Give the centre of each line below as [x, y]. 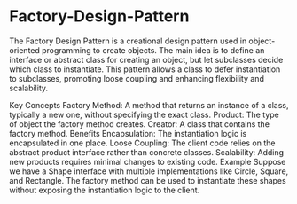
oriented [24, 50]
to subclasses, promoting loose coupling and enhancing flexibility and [137, 78]
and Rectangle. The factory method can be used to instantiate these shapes [148, 180]
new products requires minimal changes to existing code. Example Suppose [148, 161]
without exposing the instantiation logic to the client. [105, 190]
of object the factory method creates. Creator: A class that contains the [140, 124]
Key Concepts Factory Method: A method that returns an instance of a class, [149, 105]
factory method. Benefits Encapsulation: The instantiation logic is [128, 133]
